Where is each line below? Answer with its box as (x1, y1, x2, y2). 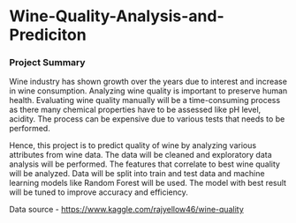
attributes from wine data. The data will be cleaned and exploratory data (9, 150, 272, 160)
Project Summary (9, 56, 86, 69)
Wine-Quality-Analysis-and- (9, 6, 225, 26)
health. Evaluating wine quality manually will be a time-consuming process (9, 95, 281, 106)
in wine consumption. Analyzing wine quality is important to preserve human (9, 85, 288, 96)
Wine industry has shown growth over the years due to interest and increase (9, 77, 287, 87)
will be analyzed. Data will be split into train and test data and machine (9, 168, 265, 179)
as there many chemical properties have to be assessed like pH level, (9, 104, 262, 115)
